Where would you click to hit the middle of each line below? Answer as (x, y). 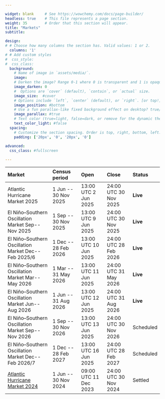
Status (140, 175)
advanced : (15, 146)
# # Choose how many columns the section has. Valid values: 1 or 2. (78, 46)
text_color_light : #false (41, 123)
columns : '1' (23, 50)
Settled (141, 380)
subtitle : (15, 32)
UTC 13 (90, 324)
